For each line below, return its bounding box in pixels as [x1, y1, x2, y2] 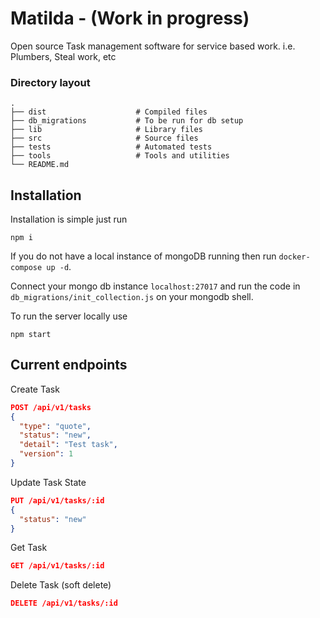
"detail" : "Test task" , [19, 440, 118, 450]
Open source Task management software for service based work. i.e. [10, 40, 296, 52]
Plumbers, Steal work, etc [10, 50, 117, 62]
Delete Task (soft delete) [10, 579, 112, 591]
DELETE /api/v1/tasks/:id [10, 598, 118, 609]
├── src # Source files [10, 133, 199, 144]
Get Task [10, 542, 48, 554]
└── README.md [10, 160, 70, 170]
